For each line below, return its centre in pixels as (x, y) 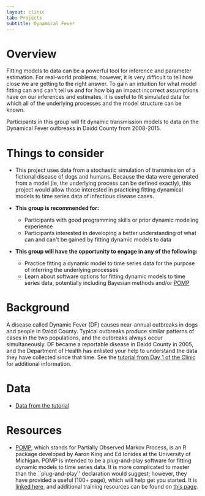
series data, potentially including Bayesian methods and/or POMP (107, 283)
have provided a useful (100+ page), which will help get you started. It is (106, 480)
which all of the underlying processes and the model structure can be (94, 103)
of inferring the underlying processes (71, 270)
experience (39, 227)
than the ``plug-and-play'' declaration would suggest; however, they (101, 474)
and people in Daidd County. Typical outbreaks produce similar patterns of (100, 331)
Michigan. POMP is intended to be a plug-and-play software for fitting (103, 460)
